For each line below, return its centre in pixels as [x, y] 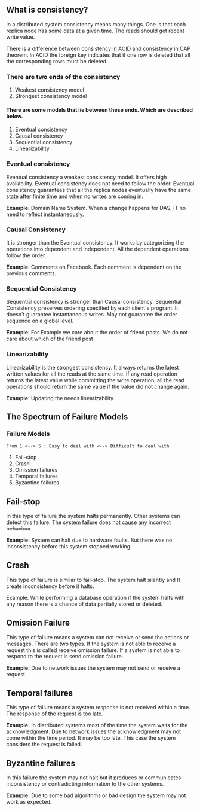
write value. [21, 37]
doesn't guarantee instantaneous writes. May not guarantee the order [92, 315]
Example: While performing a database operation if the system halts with [96, 597]
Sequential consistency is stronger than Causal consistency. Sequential [94, 302]
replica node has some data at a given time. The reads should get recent [96, 31]
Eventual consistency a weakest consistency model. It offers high [87, 177]
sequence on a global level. [40, 321]
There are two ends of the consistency [63, 77]
